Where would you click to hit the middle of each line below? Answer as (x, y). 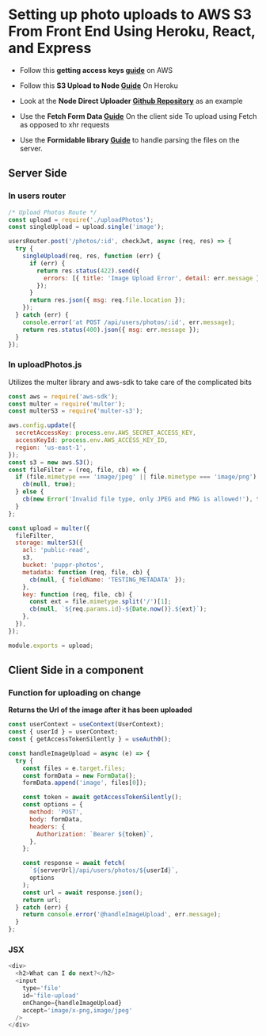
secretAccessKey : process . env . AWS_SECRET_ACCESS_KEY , (106, 433)
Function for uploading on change (74, 692)
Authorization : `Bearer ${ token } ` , (95, 834)
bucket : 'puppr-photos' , (63, 565)
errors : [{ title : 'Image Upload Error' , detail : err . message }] (153, 278)
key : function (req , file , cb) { (78, 594)
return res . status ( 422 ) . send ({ (88, 271)
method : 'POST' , (56, 812)
